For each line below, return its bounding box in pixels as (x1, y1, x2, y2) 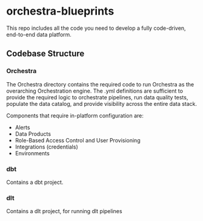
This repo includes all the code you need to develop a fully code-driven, (6, 24, 186, 32)
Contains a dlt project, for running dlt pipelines (6, 208, 122, 215)
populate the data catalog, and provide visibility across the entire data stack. (6, 100, 198, 107)
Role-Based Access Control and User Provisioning (15, 136, 141, 144)
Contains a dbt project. (6, 178, 64, 186)
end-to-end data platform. (6, 30, 72, 38)
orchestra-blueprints (6, 4, 115, 18)
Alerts (15, 124, 30, 131)
